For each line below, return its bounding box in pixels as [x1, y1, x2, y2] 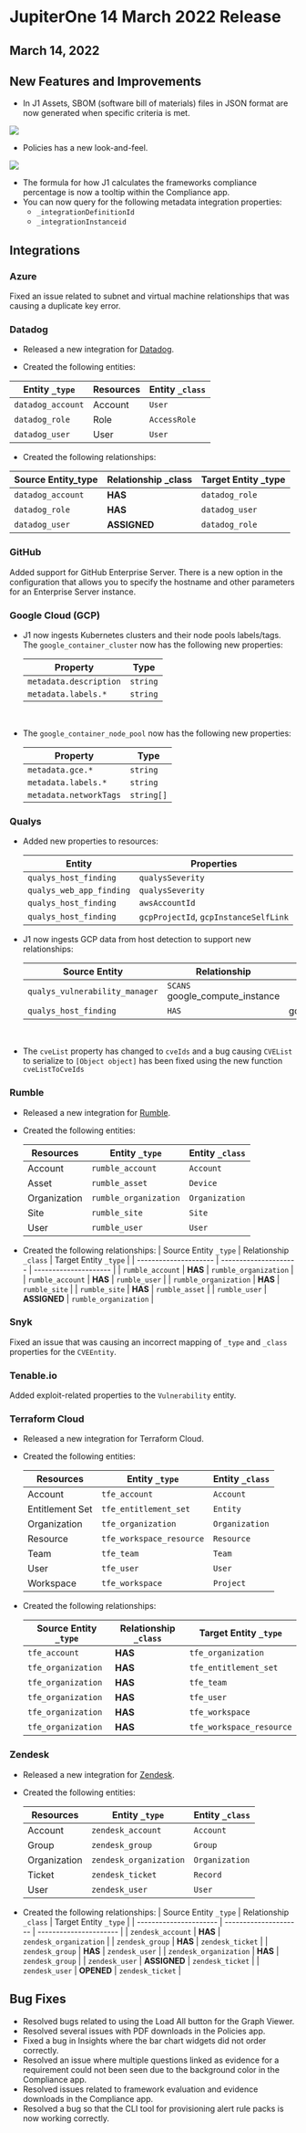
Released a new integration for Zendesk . [22, 1769, 175, 1780]
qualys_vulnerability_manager [26, 986, 158, 997]
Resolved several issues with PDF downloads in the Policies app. [22, 2025, 266, 2036]
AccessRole [148, 415, 197, 426]
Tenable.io [9, 1369, 57, 1382]
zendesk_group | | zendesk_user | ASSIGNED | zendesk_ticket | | [22, 1955, 260, 1966]
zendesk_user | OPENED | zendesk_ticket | [22, 1965, 182, 1976]
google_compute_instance [167, 990, 280, 1003]
